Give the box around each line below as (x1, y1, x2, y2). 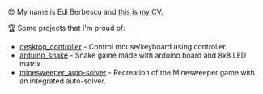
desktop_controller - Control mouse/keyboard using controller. (19, 42, 227, 51)
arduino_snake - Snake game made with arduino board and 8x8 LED (19, 50, 247, 60)
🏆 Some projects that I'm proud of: (7, 23, 126, 32)
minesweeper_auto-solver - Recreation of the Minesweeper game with (19, 68, 256, 77)
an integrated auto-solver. (19, 76, 106, 86)
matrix (19, 59, 41, 68)
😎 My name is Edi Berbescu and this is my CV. (7, 7, 163, 16)
